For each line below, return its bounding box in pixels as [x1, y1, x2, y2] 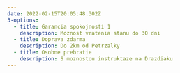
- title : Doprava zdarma [13, 36, 86, 43]
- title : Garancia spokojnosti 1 [13, 23, 111, 30]
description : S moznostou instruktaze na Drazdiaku [20, 56, 173, 63]
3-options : [7, 17, 39, 24]
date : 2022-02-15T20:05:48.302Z [7, 10, 101, 17]
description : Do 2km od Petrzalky [20, 42, 120, 49]
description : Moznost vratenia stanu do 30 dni [20, 29, 160, 37]
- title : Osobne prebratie [13, 49, 92, 56]
